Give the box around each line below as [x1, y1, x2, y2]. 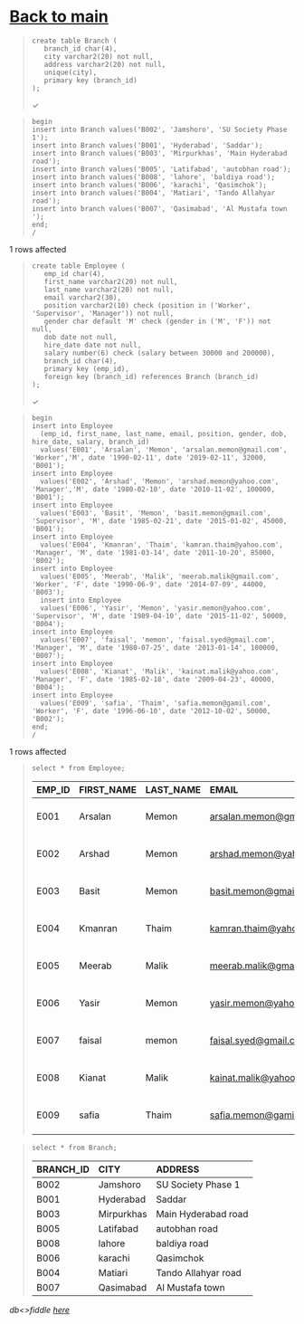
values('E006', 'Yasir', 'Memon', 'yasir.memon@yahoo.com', [40, 604, 271, 613]
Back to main [9, 6, 109, 27]
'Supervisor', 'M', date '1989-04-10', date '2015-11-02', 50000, [31, 611, 288, 621]
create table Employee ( [31, 261, 126, 271]
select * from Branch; [31, 1143, 118, 1152]
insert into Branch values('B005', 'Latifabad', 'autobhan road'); [31, 165, 291, 174]
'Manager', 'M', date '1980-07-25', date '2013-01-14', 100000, [31, 643, 280, 652]
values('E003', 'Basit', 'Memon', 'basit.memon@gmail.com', [40, 509, 271, 518]
